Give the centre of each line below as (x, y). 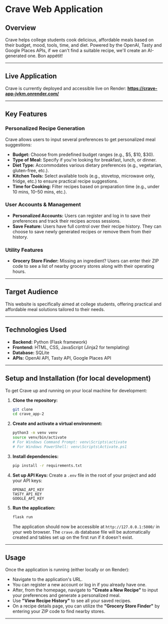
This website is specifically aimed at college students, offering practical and (83, 304)
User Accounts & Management (43, 205)
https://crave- (142, 88)
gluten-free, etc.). (30, 170)
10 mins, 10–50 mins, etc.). (40, 192)
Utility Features (24, 250)
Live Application (31, 76)
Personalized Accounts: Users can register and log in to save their (81, 215)
